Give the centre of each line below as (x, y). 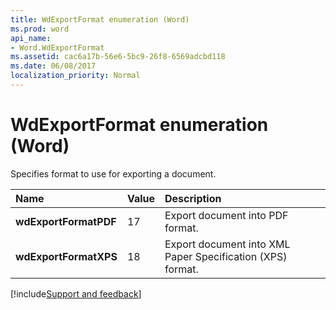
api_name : (31, 38)
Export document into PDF (226, 215)
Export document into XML (227, 244)
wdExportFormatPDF (66, 221)
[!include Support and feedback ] (76, 293)
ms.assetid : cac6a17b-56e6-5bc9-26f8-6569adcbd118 (118, 57)
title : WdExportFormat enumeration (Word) (100, 19)
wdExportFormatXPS (66, 256)
